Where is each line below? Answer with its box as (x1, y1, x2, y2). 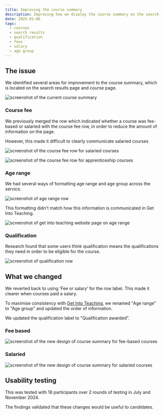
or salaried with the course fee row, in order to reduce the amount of (19, 123, 157, 129)
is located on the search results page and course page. (5, 85, 117, 91)
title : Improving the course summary (5, 7, 82, 12)
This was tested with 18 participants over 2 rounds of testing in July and (5, 389, 151, 395)
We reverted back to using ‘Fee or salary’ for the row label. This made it (5, 285, 150, 291)
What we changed (5, 272, 62, 281)
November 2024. (5, 395, 39, 401)
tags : (5, 21, 16, 26)
